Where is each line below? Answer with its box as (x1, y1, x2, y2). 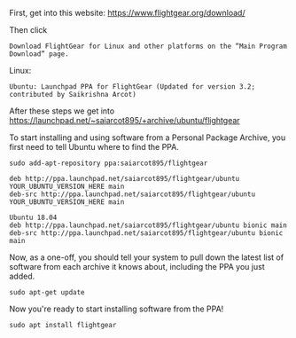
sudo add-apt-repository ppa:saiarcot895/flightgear (9, 159, 208, 168)
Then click (9, 25, 48, 35)
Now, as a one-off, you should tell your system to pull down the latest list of (9, 252, 284, 263)
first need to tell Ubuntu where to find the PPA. (9, 142, 179, 152)
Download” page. (9, 50, 69, 59)
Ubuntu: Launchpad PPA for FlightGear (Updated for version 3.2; (9, 83, 255, 91)
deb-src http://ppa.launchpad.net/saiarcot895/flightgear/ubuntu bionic (9, 229, 284, 238)
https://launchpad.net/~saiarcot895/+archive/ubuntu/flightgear (9, 115, 241, 125)
